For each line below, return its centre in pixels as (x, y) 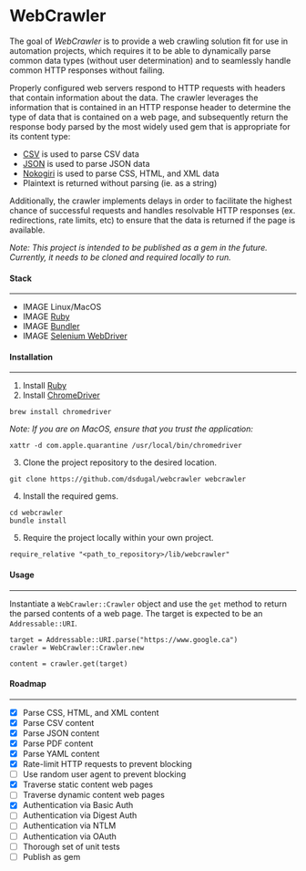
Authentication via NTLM (69, 825)
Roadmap (28, 684)
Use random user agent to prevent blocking (104, 774)
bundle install (38, 521)
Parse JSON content (61, 733)
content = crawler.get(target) (69, 664)
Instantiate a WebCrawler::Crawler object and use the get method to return (148, 604)
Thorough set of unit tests (71, 846)
